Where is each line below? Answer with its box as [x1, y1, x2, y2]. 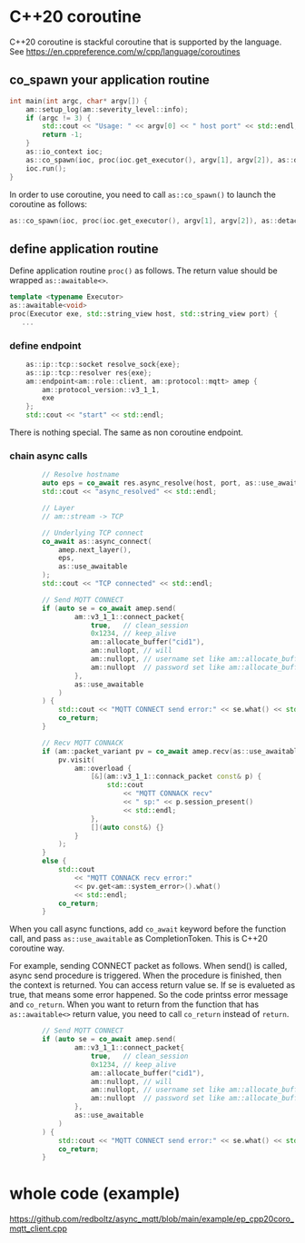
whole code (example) [9, 1183, 181, 1204]
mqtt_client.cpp [9, 1223, 68, 1234]
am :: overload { [74, 764, 132, 773]
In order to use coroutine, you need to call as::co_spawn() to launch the [9, 189, 277, 200]
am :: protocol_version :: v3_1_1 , [42, 385, 161, 394]
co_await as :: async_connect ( [42, 537, 152, 546]
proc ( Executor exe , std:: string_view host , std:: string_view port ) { [9, 309, 279, 319]
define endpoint [9, 339, 82, 351]
